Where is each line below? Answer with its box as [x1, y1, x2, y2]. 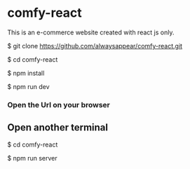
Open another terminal [7, 121, 109, 134]
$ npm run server [7, 154, 57, 162]
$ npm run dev [7, 82, 50, 90]
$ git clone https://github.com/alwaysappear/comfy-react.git [7, 41, 183, 50]
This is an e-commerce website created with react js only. [7, 28, 175, 36]
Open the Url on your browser [7, 100, 111, 109]
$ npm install [7, 69, 45, 77]
